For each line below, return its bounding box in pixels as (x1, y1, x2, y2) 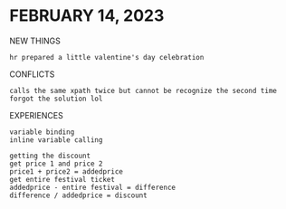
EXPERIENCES (9, 109, 63, 120)
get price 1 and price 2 (9, 159, 103, 168)
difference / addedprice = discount (9, 191, 148, 200)
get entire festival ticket (9, 175, 116, 184)
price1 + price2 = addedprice (9, 166, 124, 176)
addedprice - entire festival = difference (9, 183, 176, 192)
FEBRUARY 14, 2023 (9, 5, 165, 26)
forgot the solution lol (9, 94, 103, 103)
